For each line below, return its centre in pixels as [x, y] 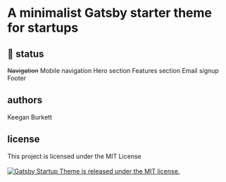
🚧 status [26, 54]
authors [25, 100]
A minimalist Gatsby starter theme [110, 13]
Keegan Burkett [30, 117]
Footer [17, 78]
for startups [43, 28]
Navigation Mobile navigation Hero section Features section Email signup [113, 71]
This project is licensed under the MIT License [75, 156]
